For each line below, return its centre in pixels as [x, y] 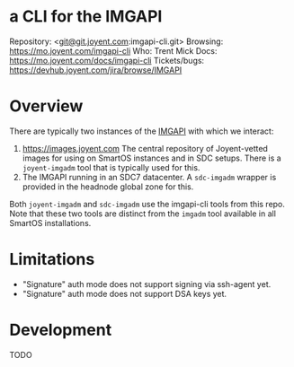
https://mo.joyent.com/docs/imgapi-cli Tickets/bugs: [107, 60]
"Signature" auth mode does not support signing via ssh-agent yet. [147, 284]
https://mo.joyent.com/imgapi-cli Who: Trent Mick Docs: [113, 50]
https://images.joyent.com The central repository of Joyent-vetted [145, 148]
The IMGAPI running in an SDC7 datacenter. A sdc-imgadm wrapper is [149, 177]
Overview [46, 106]
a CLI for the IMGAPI [86, 17]
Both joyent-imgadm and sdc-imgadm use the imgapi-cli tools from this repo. [147, 204]
